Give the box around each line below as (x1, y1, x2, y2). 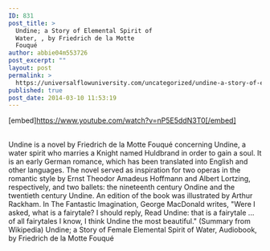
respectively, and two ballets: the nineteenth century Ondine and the (8, 182, 235, 192)
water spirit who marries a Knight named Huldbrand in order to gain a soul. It (8, 148, 262, 158)
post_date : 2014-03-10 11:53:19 (8, 94, 117, 102)
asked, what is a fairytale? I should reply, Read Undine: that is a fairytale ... (8, 208, 255, 217)
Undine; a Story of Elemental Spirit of (15, 26, 153, 34)
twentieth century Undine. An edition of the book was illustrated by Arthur (8, 191, 253, 200)
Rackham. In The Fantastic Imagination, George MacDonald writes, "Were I (8, 200, 256, 209)
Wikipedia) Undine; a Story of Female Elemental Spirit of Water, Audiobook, (8, 225, 257, 235)
